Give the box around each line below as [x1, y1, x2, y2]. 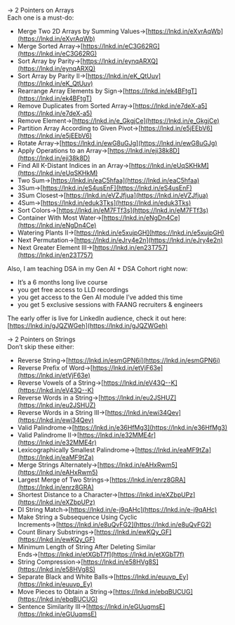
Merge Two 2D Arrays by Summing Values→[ [17, 27, 149, 35]
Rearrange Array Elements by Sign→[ [17, 87, 126, 95]
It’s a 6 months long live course [17, 278, 108, 287]
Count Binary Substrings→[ [17, 528, 97, 536]
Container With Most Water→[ [17, 213, 104, 222]
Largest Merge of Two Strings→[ [17, 475, 112, 484]
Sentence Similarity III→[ [17, 603, 89, 610]
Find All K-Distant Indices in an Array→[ [17, 162, 132, 169]
